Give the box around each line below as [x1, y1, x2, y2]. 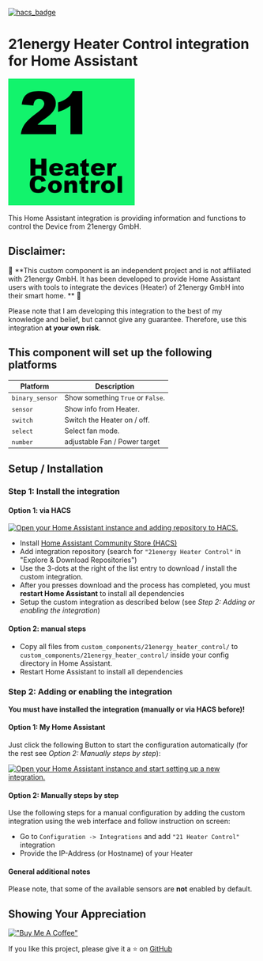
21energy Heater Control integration [8, 36, 250, 53]
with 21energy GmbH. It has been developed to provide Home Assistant [8, 274, 241, 283]
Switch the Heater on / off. [64, 415, 150, 424]
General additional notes [8, 867, 91, 876]
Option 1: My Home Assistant [8, 723, 106, 732]
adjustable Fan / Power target [64, 437, 160, 446]
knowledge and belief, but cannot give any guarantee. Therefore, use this [8, 314, 247, 324]
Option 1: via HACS [8, 505, 71, 515]
